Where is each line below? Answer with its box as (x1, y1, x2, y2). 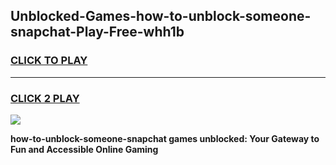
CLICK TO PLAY (10, 54, 88, 68)
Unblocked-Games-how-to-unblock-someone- (10, 8, 312, 25)
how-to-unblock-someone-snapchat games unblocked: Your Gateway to (10, 132, 320, 144)
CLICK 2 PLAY (10, 91, 80, 105)
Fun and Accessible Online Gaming (10, 143, 159, 155)
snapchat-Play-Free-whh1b (10, 24, 185, 41)
